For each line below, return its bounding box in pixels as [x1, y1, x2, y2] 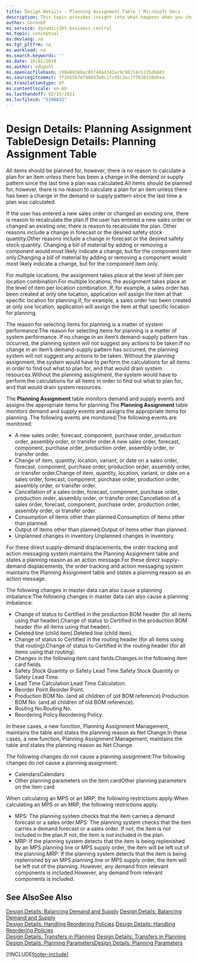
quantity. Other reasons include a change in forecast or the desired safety [6, 235, 184, 242]
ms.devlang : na [6, 36, 44, 42]
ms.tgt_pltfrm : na [6, 42, 51, 48]
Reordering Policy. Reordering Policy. [14, 711, 104, 718]
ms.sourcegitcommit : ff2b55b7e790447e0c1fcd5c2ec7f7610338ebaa [6, 75, 165, 80]
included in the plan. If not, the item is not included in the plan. [14, 831, 165, 838]
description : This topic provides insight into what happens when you [6, 14, 183, 20]
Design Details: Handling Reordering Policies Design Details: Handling [6, 920, 176, 928]
